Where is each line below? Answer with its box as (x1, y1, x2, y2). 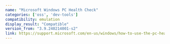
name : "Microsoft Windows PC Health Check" (5, 7, 99, 13)
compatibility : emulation (5, 17, 60, 22)
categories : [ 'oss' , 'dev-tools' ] (5, 12, 78, 17)
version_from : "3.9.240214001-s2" (5, 26, 78, 31)
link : (5, 31, 17, 36)
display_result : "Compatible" (5, 21, 69, 27)
